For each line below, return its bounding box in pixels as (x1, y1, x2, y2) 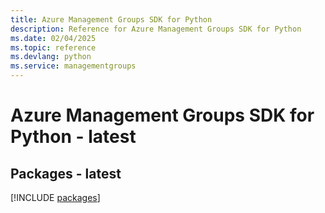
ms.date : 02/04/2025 (10, 33, 97, 43)
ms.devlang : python (10, 52, 92, 62)
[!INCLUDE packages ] (10, 192, 101, 203)
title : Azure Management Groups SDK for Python (10, 14, 213, 25)
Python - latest (10, 126, 137, 148)
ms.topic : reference (10, 42, 97, 53)
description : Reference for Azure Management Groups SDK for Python (10, 24, 302, 34)
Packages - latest (10, 165, 122, 182)
